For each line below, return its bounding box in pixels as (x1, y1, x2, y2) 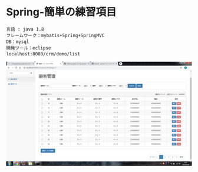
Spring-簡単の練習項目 (6, 5, 117, 19)
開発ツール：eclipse (6, 45, 51, 51)
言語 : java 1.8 (6, 26, 44, 32)
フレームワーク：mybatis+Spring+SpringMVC (6, 32, 105, 38)
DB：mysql (6, 39, 29, 45)
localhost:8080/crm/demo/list (6, 51, 81, 57)
